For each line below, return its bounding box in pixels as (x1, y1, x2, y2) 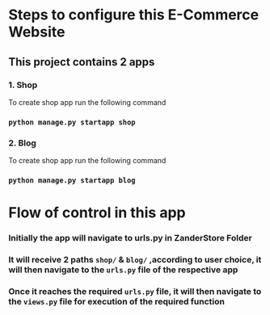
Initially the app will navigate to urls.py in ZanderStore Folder (8, 233, 252, 244)
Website (8, 23, 65, 41)
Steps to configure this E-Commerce (8, 6, 259, 24)
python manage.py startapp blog (8, 176, 136, 185)
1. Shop (8, 79, 38, 90)
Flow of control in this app (8, 204, 186, 222)
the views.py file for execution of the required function (8, 296, 225, 307)
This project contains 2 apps (8, 55, 155, 69)
